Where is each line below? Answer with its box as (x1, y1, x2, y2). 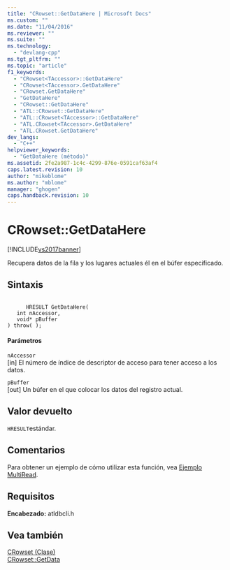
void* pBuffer (16, 316, 58, 323)
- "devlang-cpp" (13, 50, 61, 57)
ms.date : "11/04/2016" (7, 23, 73, 30)
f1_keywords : (7, 68, 45, 75)
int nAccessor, (16, 309, 61, 316)
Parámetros (7, 337, 42, 345)
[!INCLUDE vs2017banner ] (7, 245, 82, 254)
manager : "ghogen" (7, 186, 61, 193)
